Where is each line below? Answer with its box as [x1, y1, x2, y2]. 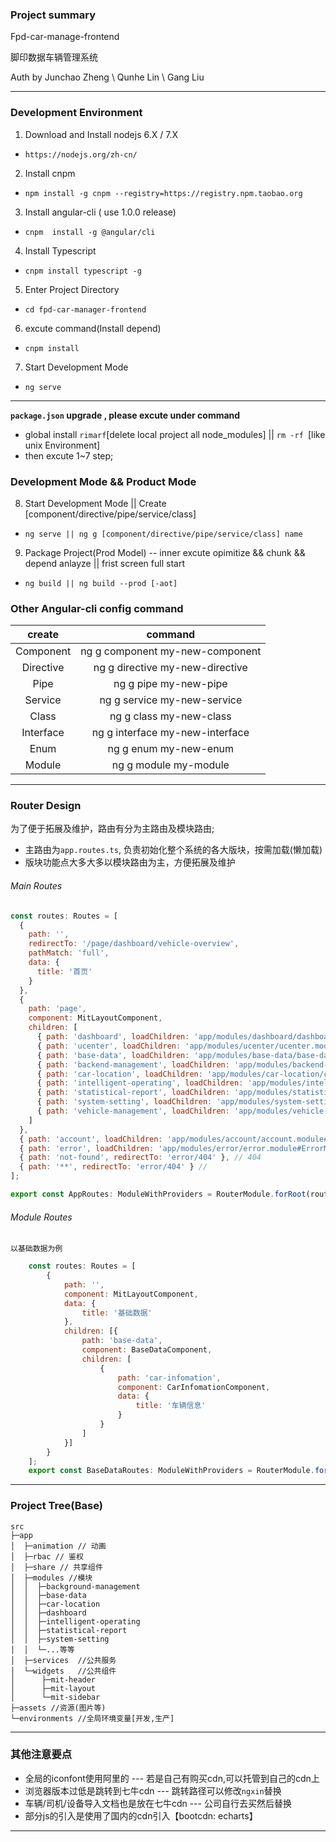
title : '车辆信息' [135, 1401, 207, 1411]
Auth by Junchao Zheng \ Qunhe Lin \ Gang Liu [10, 71, 205, 83]
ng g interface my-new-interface [91, 726, 250, 740]
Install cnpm [24, 167, 76, 179]
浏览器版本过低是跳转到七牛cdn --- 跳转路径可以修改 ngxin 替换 [24, 1784, 282, 1797]
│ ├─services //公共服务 [10, 1655, 117, 1665]
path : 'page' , [28, 1004, 87, 1014]
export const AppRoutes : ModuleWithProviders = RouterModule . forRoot [10, 1189, 307, 1200]
